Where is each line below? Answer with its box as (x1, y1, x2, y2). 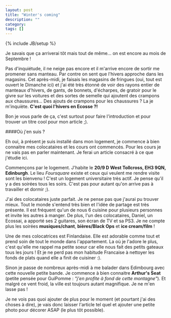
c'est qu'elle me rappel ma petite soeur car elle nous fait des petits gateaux (5, 244, 164, 250)
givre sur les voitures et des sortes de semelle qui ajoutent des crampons (5, 93, 160, 99)
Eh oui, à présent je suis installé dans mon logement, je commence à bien (5, 139, 160, 145)
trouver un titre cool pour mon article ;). (5, 119, 88, 125)
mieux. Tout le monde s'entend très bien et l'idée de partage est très (5, 202, 150, 208)
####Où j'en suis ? (5, 128, 45, 135)
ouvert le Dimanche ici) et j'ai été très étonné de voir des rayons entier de (5, 82, 160, 88)
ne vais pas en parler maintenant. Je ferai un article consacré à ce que (5, 149, 154, 155)
